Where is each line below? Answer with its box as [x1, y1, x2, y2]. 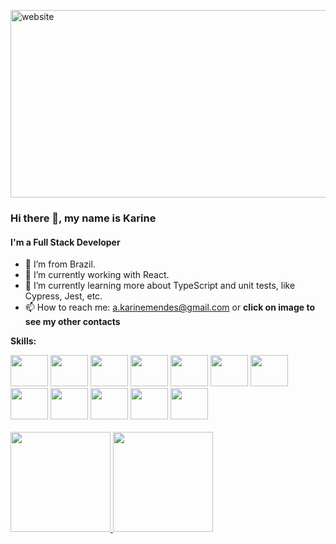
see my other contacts [24, 316, 121, 328]
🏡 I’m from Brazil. [24, 258, 96, 270]
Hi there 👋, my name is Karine [10, 211, 157, 225]
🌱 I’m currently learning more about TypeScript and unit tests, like [24, 280, 296, 292]
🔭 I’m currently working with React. [24, 269, 170, 281]
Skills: [10, 335, 37, 347]
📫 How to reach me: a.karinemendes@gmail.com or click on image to [24, 301, 315, 314]
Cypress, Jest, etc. [24, 290, 103, 302]
